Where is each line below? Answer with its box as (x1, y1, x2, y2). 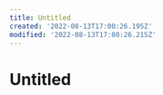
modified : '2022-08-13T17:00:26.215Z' (9, 30, 157, 39)
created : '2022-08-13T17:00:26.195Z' (9, 22, 153, 31)
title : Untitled (9, 13, 71, 23)
